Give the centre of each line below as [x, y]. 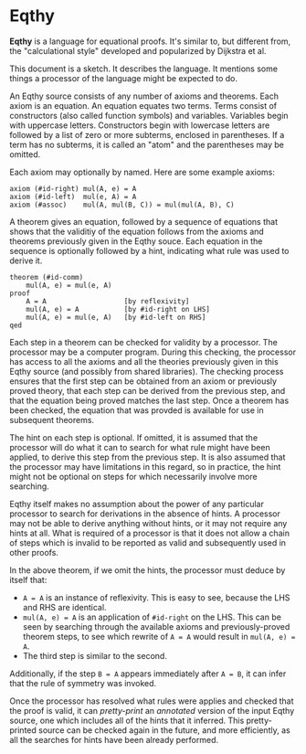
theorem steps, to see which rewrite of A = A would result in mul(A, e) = [159, 636]
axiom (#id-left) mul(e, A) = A [73, 196]
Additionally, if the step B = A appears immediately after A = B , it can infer [148, 674]
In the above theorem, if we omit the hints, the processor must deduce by [148, 570]
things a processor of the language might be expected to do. [124, 78]
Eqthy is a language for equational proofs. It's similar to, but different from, [150, 41]
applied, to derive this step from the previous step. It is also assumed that [148, 457]
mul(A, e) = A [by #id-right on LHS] [118, 309]
